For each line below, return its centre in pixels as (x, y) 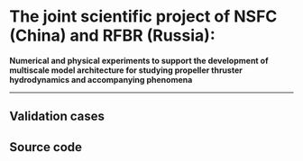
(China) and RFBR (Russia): (112, 36)
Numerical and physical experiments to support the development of (139, 60)
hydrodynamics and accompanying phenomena (101, 79)
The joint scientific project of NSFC (143, 17)
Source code (46, 147)
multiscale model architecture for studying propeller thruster (126, 70)
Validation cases (57, 116)
